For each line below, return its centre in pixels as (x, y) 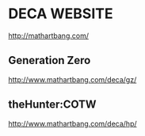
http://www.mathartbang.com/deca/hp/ (72, 123)
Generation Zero (50, 60)
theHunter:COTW (52, 105)
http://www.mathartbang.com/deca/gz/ (72, 79)
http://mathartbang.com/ (49, 36)
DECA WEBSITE (61, 14)
